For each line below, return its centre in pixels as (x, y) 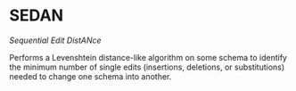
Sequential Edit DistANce (55, 40)
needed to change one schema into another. (90, 76)
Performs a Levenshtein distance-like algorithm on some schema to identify (148, 57)
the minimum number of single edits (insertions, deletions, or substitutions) (147, 67)
